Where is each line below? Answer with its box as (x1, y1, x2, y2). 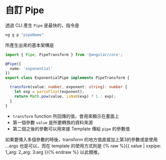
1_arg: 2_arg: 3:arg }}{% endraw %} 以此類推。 (5, 149, 102, 155)
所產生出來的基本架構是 (5, 42, 54, 48)
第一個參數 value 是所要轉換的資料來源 (12, 119, 93, 125)
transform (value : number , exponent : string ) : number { (10, 84, 128, 90)
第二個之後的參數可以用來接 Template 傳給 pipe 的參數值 (12, 126, 130, 132)
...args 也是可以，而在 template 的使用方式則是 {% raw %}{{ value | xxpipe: (5, 142, 161, 149)
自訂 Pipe (5, 5, 44, 16)
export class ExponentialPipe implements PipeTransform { (5, 75, 130, 81)
